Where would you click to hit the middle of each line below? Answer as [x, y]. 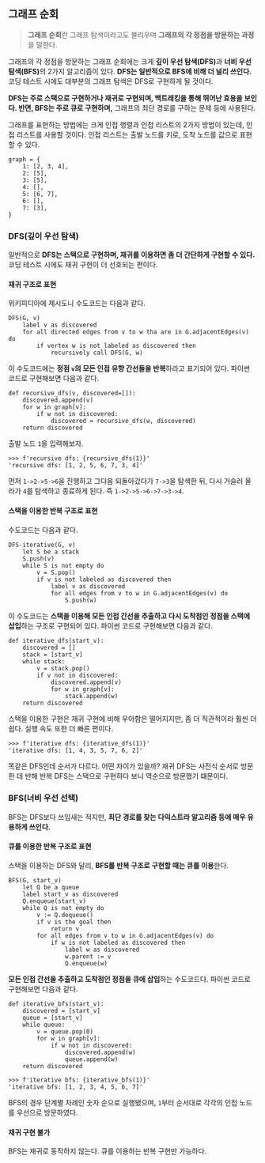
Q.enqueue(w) [86, 964]
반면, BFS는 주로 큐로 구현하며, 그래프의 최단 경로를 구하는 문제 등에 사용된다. [137, 108]
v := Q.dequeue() [65, 916]
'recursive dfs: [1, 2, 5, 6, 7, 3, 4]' [76, 466]
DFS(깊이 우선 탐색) [44, 236]
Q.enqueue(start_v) [55, 901]
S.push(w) [81, 600]
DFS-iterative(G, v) [42, 545]
